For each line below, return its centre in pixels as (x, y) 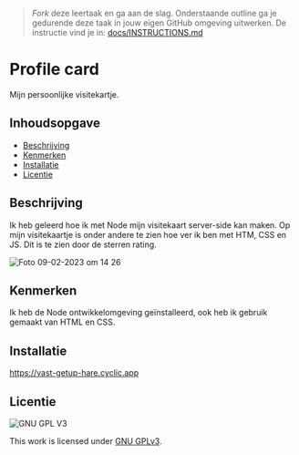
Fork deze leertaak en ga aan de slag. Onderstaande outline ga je (154, 13)
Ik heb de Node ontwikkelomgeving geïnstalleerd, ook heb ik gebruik (139, 313)
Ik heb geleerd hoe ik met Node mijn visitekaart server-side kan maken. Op (150, 225)
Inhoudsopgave (55, 124)
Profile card (55, 70)
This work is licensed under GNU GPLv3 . (86, 441)
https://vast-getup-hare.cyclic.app (74, 373)
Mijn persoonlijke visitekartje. (64, 94)
